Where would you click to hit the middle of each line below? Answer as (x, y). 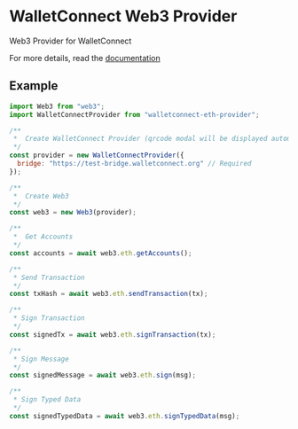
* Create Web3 (41, 196)
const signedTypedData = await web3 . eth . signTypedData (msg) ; (125, 416)
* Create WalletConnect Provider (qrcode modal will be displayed (140, 139)
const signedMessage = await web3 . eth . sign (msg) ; (103, 375)
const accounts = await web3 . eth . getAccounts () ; (101, 253)
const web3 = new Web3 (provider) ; (73, 213)
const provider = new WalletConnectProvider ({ (97, 156)
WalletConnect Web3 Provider (123, 16)
